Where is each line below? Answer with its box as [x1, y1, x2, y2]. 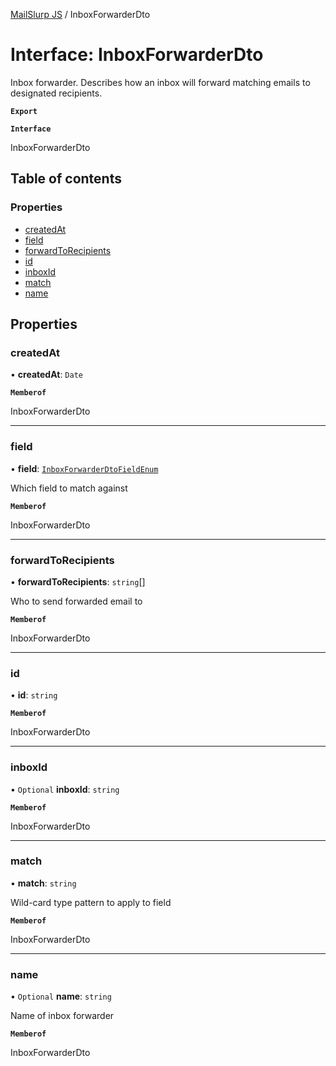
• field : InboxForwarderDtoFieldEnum [10, 462, 159, 474]
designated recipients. [10, 87, 103, 99]
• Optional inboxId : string [10, 783, 120, 795]
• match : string [10, 877, 77, 889]
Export [10, 106, 38, 116]
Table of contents [10, 170, 122, 188]
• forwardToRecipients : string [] [10, 575, 146, 588]
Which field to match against [10, 482, 128, 494]
